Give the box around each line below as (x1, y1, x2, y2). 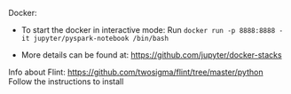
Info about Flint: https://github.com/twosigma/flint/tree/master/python (8, 67, 263, 77)
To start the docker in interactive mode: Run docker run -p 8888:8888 (20, 25, 276, 35)
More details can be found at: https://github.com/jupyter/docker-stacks (20, 50, 282, 60)
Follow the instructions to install (8, 76, 124, 87)
